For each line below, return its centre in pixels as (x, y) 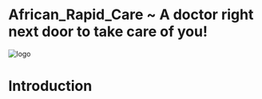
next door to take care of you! (108, 32)
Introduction (50, 86)
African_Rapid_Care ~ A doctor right (131, 15)
